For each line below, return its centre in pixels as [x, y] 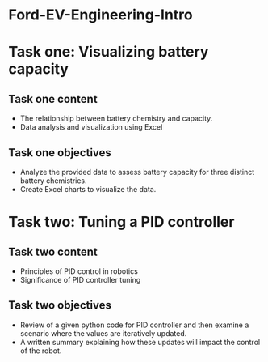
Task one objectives [60, 153]
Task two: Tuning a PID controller [121, 222]
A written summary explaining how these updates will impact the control [140, 342]
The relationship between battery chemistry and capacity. [116, 118]
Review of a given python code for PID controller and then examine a [134, 325]
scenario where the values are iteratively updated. [103, 333]
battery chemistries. [53, 181]
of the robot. [41, 351]
